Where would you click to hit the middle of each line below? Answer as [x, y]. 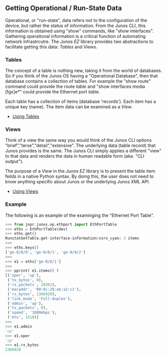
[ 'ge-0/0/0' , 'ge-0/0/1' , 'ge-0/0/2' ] [45, 252]
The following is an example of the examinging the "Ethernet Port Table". [80, 215]
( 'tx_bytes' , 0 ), [25, 280]
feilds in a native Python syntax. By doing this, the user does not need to [80, 176]
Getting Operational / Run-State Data [64, 8]
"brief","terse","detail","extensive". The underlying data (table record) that [81, 146]
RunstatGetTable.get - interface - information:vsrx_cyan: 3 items [72, 238]
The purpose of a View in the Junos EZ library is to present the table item [80, 171]
